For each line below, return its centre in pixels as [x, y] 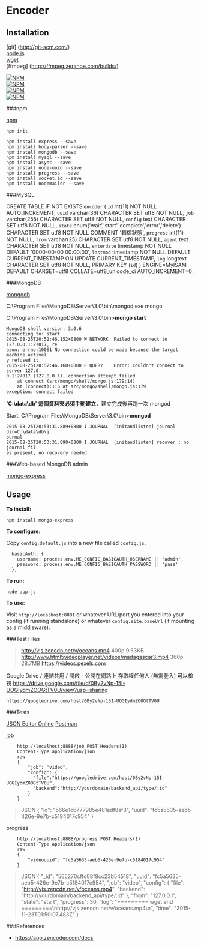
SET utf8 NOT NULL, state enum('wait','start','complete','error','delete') [94, 225]
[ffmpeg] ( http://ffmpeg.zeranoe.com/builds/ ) [62, 66]
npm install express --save [41, 142]
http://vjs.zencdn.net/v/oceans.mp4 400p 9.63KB [82, 650]
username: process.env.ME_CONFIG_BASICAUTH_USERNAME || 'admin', [100, 559]
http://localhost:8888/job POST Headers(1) [72, 746]
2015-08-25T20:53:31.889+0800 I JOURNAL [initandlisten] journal [91, 427]
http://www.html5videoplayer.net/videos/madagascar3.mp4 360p [102, 657]
